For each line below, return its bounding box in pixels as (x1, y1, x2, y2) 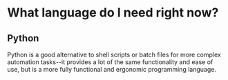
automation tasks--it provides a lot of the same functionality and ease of (7, 58, 213, 66)
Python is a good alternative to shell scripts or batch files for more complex (7, 50, 221, 59)
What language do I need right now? (7, 5, 219, 21)
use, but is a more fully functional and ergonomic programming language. (7, 66, 216, 73)
